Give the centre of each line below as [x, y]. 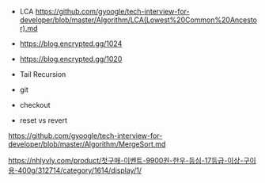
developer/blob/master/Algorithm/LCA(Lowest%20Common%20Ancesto [138, 20]
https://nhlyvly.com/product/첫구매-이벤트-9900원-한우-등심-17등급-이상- [126, 160]
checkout [35, 105]
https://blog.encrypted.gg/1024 [71, 44]
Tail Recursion [43, 74]
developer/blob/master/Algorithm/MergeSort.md [87, 144]
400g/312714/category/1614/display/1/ [80, 170]
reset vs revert [44, 120]
